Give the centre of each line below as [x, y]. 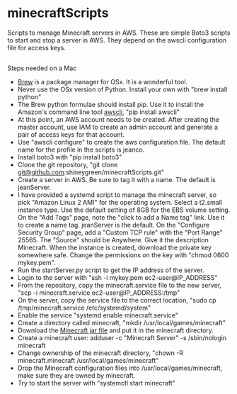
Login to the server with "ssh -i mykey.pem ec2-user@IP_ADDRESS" [117, 278]
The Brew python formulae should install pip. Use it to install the [111, 105]
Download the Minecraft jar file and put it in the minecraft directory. [116, 330]
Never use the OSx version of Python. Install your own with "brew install [122, 89]
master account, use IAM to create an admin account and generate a [117, 127]
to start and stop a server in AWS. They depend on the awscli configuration [117, 40]
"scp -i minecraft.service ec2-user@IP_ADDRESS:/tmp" [99, 293]
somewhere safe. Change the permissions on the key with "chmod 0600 [123, 255]
